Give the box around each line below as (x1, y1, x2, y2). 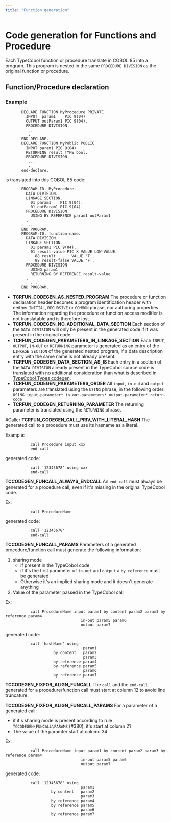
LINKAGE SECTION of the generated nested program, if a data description (12, 348, 163, 354)
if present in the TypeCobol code (20, 562, 90, 568)
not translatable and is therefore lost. (12, 316, 90, 322)
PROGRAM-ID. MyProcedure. (21, 187, 77, 192)
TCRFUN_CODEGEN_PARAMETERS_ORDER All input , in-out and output (12, 381, 164, 387)
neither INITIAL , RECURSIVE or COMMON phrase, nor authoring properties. (12, 305, 160, 311)
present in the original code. (12, 332, 72, 338)
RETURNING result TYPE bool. (26, 150, 88, 155)
